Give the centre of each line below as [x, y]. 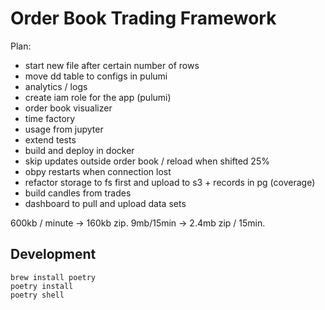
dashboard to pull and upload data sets [105, 203]
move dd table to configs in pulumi [96, 76]
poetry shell [37, 295]
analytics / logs [56, 86]
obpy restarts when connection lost [98, 171]
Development [53, 254]
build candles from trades [78, 193]
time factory [50, 118]
